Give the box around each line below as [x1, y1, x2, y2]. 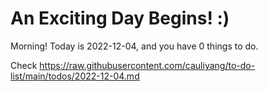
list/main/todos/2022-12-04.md [10, 70, 140, 82]
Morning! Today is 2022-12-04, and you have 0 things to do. [10, 40, 259, 52]
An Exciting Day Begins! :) [10, 7, 230, 30]
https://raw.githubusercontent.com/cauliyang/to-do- [39, 59, 256, 71]
